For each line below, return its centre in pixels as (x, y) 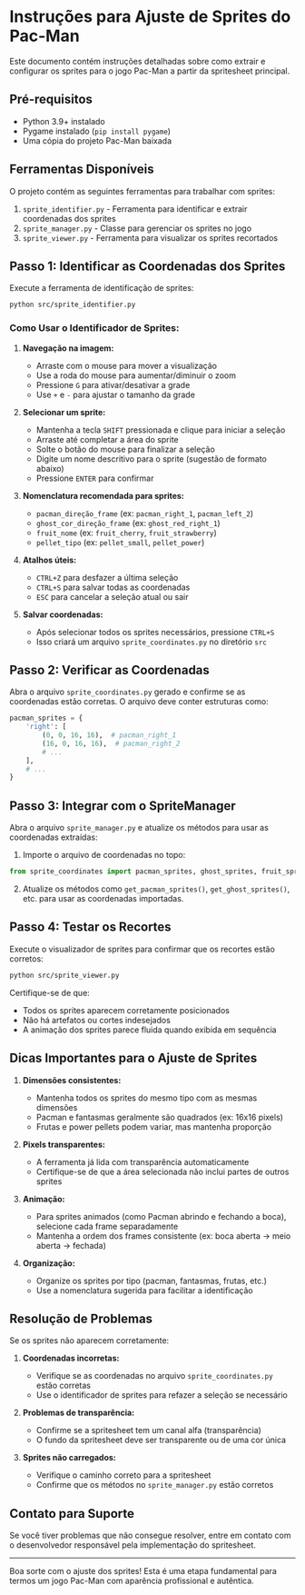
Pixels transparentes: (64, 1144)
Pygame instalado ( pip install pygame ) (96, 131)
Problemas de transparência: (78, 1413)
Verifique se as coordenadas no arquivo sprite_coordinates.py (155, 1376)
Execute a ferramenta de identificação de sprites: (102, 288)
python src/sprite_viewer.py (64, 975)
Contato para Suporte (72, 1514)
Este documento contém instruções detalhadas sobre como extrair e (138, 61)
